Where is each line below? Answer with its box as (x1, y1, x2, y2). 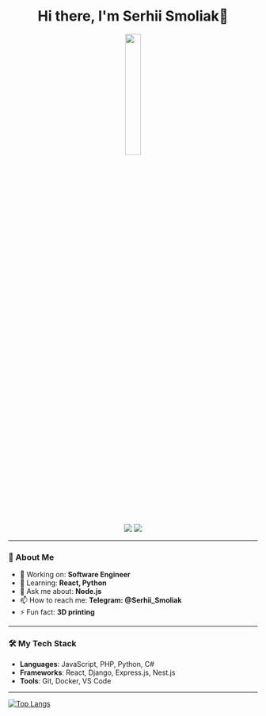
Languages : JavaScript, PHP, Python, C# (19, 659, 154, 668)
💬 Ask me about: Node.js (19, 587, 102, 596)
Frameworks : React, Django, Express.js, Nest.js (19, 668, 176, 677)
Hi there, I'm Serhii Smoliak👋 (37, 7, 229, 25)
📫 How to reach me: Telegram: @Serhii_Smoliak (19, 595, 182, 605)
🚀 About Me (8, 551, 55, 562)
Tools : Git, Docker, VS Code (19, 676, 112, 685)
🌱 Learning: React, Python (19, 578, 107, 588)
